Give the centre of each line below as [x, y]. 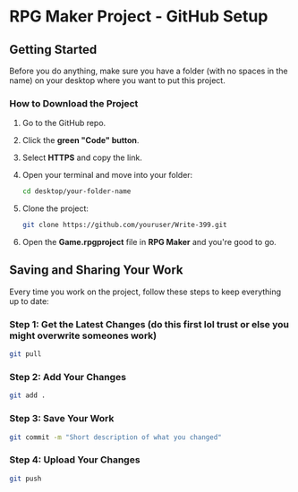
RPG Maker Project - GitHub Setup [139, 17]
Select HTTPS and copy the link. [82, 157]
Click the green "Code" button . [81, 140]
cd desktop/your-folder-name [77, 191]
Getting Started [53, 50]
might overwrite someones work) [83, 335]
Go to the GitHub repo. [64, 123]
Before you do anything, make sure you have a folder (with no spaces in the [149, 71]
